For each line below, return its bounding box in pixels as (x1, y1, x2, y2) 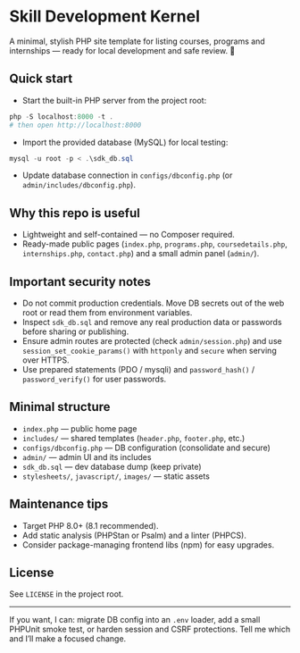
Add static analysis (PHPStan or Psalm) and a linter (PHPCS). (21, 530, 247, 540)
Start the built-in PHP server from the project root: (21, 95, 207, 105)
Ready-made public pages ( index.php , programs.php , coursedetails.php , (21, 239, 287, 249)
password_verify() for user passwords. (21, 373, 167, 384)
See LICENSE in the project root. (9, 589, 124, 599)
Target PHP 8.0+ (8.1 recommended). (21, 520, 159, 531)
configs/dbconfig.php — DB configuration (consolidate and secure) (21, 442, 271, 453)
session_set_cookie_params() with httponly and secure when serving (21, 346, 277, 356)
